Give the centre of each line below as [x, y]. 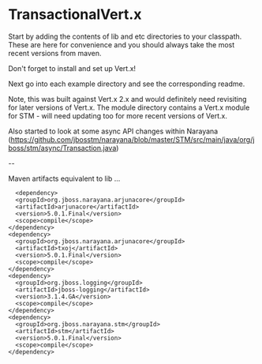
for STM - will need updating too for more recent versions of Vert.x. [118, 115]
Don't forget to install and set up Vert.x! [72, 68]
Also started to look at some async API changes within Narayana [113, 131]
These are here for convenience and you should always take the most [122, 44]
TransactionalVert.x [75, 15]
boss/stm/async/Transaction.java [62, 148]
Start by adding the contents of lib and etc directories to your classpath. [125, 36]
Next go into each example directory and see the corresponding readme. [127, 84]
